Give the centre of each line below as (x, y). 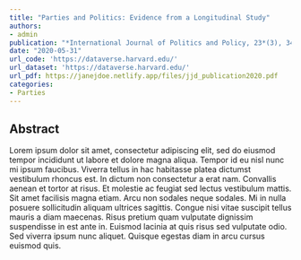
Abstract (34, 129)
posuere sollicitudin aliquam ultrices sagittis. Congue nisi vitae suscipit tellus (150, 208)
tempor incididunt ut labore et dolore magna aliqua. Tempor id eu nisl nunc (147, 160)
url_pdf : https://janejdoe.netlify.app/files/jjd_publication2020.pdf (144, 76)
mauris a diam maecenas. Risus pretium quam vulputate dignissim (131, 217)
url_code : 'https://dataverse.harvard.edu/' (94, 59)
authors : (26, 26)
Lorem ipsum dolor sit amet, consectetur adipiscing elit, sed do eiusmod (142, 151)
